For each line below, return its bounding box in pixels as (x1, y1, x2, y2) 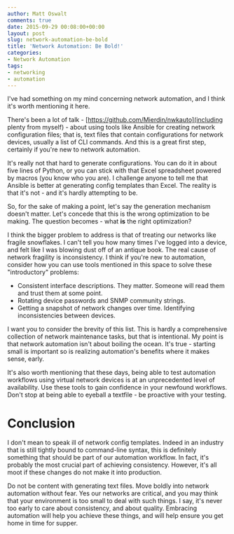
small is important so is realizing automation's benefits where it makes (7, 348, 210, 356)
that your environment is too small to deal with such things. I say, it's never (7, 497, 223, 505)
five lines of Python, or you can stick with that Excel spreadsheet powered (7, 166, 222, 175)
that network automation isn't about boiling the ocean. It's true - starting (7, 340, 216, 348)
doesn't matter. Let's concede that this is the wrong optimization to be (7, 210, 210, 218)
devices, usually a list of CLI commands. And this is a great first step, (7, 138, 207, 146)
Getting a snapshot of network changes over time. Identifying (17, 304, 195, 313)
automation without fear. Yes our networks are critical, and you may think (7, 489, 219, 498)
